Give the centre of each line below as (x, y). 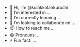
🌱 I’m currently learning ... (35, 18)
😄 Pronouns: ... (25, 35)
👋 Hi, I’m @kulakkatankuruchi (39, 7)
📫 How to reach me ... (32, 28)
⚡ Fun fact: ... (23, 40)
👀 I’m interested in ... (30, 12)
